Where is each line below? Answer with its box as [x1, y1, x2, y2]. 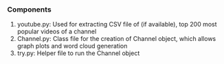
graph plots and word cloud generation [16, 42, 128, 50]
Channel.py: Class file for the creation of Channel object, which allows [16, 35, 216, 43]
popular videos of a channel [16, 27, 97, 35]
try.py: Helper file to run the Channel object [16, 49, 140, 57]
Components [7, 5, 52, 14]
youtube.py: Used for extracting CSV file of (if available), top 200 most [16, 20, 218, 29]
